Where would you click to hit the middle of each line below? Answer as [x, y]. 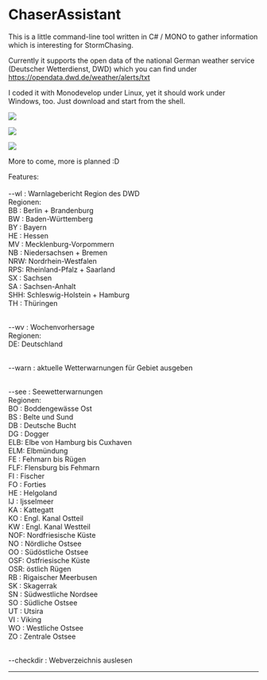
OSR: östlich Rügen [40, 569]
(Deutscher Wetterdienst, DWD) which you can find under [103, 68]
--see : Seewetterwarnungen [56, 392]
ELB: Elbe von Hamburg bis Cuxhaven [70, 442]
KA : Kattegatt [31, 509]
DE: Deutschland [36, 344]
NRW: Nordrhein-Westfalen [53, 261]
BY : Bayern [27, 227]
